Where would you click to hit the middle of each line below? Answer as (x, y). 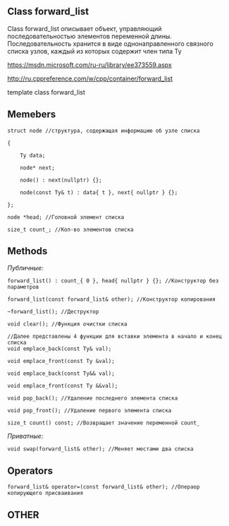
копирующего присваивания (45, 494)
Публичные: (25, 268)
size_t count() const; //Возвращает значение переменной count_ (104, 423)
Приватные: (25, 436)
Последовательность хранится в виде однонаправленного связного (110, 43)
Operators (30, 471)
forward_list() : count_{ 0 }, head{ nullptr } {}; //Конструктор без (113, 281)
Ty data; (33, 155)
